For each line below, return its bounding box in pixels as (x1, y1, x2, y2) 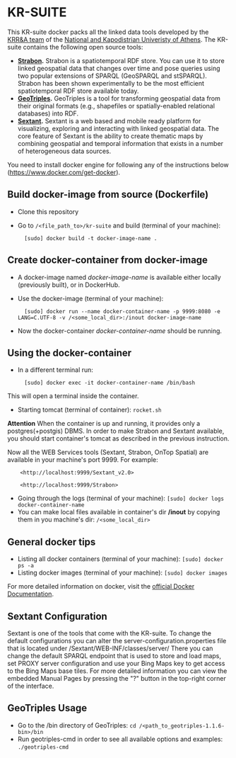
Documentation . (7, 589, 54, 599)
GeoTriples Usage (7, 702, 87, 714)
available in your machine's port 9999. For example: (7, 456, 159, 464)
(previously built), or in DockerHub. (17, 281, 120, 289)
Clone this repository (17, 207, 79, 216)
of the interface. (7, 681, 54, 690)
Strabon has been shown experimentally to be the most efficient (17, 79, 205, 87)
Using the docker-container (7, 346, 132, 358)
